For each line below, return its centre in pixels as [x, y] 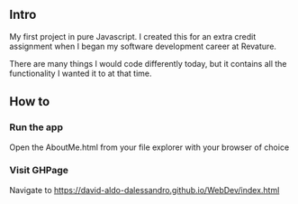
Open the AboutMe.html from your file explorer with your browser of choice [149, 147]
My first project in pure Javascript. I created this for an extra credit [133, 36]
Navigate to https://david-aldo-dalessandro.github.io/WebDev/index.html [144, 190]
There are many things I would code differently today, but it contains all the [148, 63]
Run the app [36, 127]
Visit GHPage [39, 171]
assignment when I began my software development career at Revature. [143, 46]
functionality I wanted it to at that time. [81, 73]
